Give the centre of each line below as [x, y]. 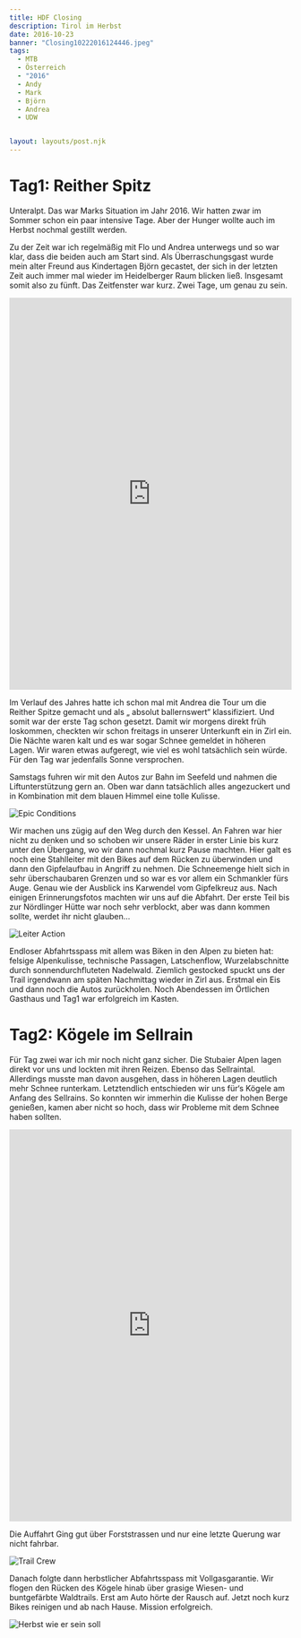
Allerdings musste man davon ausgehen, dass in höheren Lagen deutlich [143, 1078]
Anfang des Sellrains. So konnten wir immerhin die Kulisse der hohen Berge [149, 1098]
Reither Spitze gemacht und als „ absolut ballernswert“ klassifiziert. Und [142, 711]
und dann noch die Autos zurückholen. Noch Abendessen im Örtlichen [140, 989]
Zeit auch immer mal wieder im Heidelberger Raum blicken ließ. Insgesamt [146, 275]
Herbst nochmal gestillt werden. [68, 229]
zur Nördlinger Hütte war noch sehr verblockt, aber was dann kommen [140, 907]
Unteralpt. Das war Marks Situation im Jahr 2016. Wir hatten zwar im [135, 211]
